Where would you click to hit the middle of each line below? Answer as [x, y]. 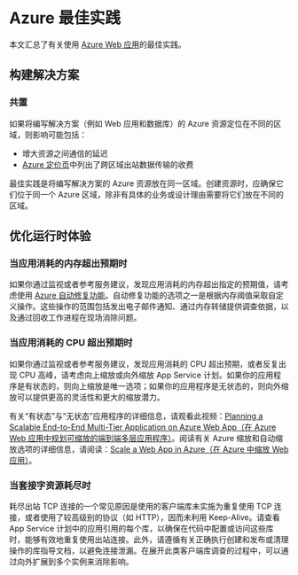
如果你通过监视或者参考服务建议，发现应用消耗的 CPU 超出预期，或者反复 [144, 363]
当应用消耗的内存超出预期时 [68, 263]
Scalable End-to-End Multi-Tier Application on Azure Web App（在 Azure [143, 427]
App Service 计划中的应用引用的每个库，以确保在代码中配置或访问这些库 [141, 528]
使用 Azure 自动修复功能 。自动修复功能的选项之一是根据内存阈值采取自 [146, 295]
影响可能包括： [59, 135]
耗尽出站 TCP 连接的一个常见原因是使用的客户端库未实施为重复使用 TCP [141, 506]
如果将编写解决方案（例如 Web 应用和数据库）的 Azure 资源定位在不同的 [141, 123]
